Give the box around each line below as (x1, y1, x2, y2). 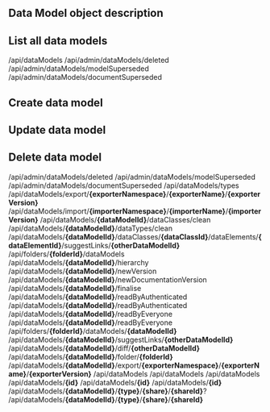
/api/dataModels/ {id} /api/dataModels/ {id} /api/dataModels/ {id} (8, 377, 222, 387)
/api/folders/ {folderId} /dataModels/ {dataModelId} (8, 326, 177, 335)
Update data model (8, 123, 106, 136)
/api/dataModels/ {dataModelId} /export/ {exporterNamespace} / (8, 360, 222, 370)
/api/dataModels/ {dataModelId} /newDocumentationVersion (8, 274, 207, 285)
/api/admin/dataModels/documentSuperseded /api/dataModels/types (8, 181, 239, 190)
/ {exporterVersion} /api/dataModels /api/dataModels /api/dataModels (26, 368, 260, 378)
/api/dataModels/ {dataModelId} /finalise (8, 283, 142, 293)
